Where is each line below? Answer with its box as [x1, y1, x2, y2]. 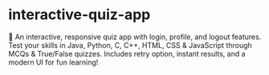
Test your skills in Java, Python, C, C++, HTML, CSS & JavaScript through [8, 40, 253, 49]
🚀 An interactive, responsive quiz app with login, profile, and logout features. [8, 32, 262, 41]
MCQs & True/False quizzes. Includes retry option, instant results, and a [8, 49, 247, 58]
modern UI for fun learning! [8, 57, 99, 67]
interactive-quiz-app [8, 6, 151, 24]
